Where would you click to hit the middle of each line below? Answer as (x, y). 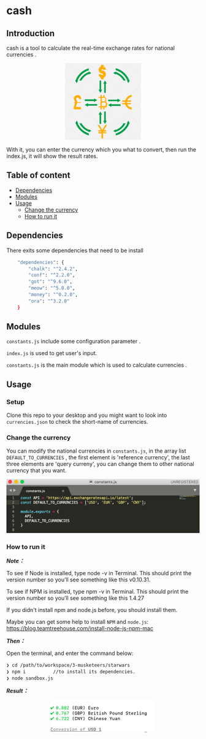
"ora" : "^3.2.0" (49, 301)
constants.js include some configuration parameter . (74, 342)
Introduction (31, 33)
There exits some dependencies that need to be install (75, 250)
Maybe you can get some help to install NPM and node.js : (78, 622)
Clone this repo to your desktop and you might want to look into (87, 415)
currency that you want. (36, 470)
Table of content (38, 175)
